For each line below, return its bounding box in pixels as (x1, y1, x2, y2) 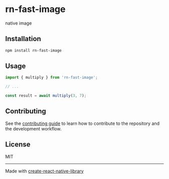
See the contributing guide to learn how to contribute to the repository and (5, 120, 160, 126)
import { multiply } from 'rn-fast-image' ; (5, 75, 98, 80)
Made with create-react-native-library (5, 168, 84, 174)
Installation (5, 35, 41, 43)
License (5, 140, 31, 149)
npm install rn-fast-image (5, 48, 62, 53)
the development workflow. (5, 125, 62, 131)
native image (5, 20, 32, 26)
